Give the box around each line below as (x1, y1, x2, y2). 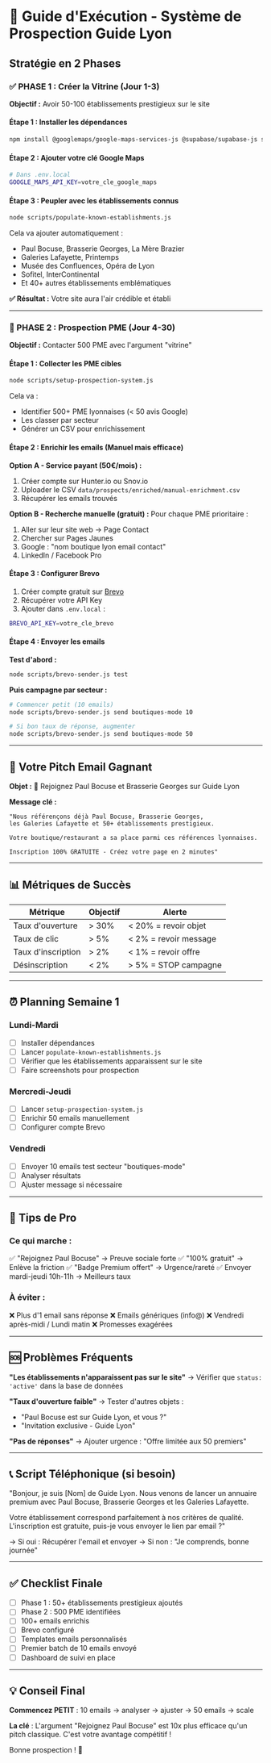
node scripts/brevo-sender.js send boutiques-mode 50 (9, 730, 194, 738)
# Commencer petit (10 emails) (9, 700, 114, 708)
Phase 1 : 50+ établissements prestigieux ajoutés (20, 1598, 183, 1608)
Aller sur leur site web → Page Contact (20, 524, 150, 534)
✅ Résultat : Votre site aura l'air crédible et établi (9, 294, 171, 303)
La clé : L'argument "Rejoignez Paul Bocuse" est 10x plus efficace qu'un (9, 1721, 248, 1731)
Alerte (162, 906, 187, 917)
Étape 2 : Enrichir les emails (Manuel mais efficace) (9, 442, 184, 452)
